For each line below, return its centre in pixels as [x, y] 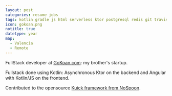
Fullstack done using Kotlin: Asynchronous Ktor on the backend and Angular [86, 73]
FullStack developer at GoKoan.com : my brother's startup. [67, 62]
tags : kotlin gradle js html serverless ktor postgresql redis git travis [87, 19]
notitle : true [20, 29]
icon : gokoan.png [24, 24]
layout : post [19, 10]
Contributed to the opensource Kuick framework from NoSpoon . [73, 88]
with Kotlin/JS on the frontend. [37, 78]
